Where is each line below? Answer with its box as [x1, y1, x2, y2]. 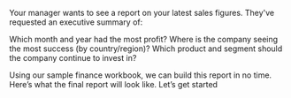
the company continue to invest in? [9, 53, 137, 63]
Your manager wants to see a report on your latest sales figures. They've [9, 8, 275, 18]
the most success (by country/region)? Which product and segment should [9, 43, 283, 54]
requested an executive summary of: [9, 17, 143, 27]
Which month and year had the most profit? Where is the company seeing [9, 34, 279, 44]
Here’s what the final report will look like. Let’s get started [9, 79, 218, 89]
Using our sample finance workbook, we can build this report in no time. [9, 70, 272, 80]
